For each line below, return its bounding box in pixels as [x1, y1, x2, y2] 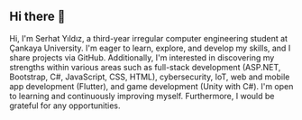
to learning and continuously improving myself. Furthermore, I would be [9, 90, 275, 101]
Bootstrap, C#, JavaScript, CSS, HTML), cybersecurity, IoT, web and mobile [9, 71, 290, 82]
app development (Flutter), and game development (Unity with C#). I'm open [9, 80, 294, 91]
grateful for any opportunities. [9, 100, 121, 111]
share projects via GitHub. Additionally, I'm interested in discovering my [9, 51, 275, 63]
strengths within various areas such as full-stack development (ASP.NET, [9, 61, 281, 72]
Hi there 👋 [9, 9, 66, 24]
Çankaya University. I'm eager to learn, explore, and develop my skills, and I [9, 42, 291, 53]
